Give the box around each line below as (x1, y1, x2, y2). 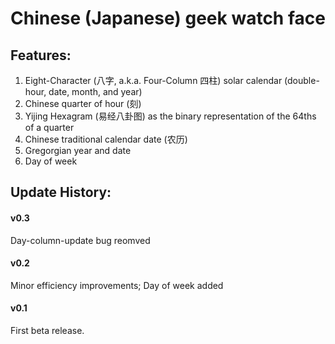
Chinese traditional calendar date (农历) (24, 133, 188, 145)
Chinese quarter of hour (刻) (24, 98, 142, 109)
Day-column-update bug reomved (10, 234, 151, 246)
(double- (284, 75, 320, 86)
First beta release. (10, 325, 85, 336)
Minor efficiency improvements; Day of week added (10, 279, 224, 291)
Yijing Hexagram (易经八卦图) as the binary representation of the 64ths (24, 110, 317, 122)
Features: (10, 47, 72, 64)
